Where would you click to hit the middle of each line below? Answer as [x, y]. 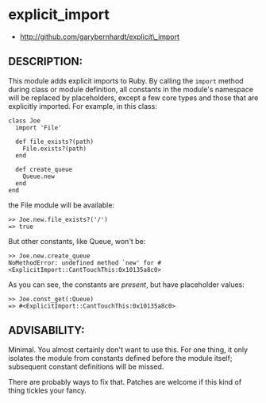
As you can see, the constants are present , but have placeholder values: [126, 285]
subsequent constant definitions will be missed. [86, 366]
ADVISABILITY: [46, 330]
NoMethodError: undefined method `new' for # [85, 263]
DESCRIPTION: [46, 62]
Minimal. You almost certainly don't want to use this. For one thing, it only [128, 349]
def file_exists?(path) [54, 141]
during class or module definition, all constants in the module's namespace [131, 89]
